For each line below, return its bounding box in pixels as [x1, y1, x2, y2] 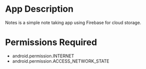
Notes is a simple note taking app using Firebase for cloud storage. [5, 20, 142, 25]
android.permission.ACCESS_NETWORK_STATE [12, 58, 109, 64]
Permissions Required [5, 37, 97, 48]
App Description [5, 3, 74, 15]
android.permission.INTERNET [12, 53, 74, 59]
